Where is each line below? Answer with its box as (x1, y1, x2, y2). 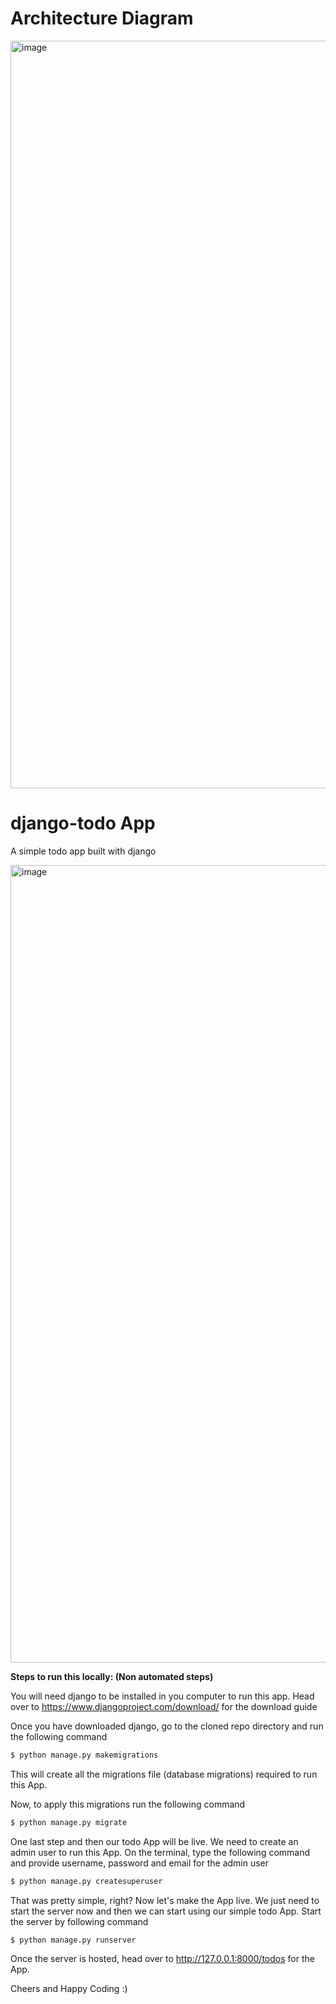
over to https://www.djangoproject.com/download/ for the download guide (10, 1700, 318, 1712)
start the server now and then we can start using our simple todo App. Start (10, 1905, 322, 1917)
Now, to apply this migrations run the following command (10, 1798, 246, 1810)
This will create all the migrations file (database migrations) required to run (10, 1768, 318, 1780)
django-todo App (10, 812, 156, 835)
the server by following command (10, 1915, 149, 1927)
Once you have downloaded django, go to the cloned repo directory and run (10, 1720, 324, 1732)
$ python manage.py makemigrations (10, 1750, 159, 1760)
